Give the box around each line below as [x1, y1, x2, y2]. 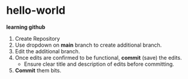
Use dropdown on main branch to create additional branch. [14, 41, 162, 48]
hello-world [6, 4, 66, 17]
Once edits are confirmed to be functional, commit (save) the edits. [14, 54, 182, 61]
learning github [6, 23, 46, 31]
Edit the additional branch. [14, 47, 80, 54]
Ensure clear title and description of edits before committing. [23, 60, 174, 68]
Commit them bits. [14, 66, 62, 74]
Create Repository [14, 35, 60, 42]
